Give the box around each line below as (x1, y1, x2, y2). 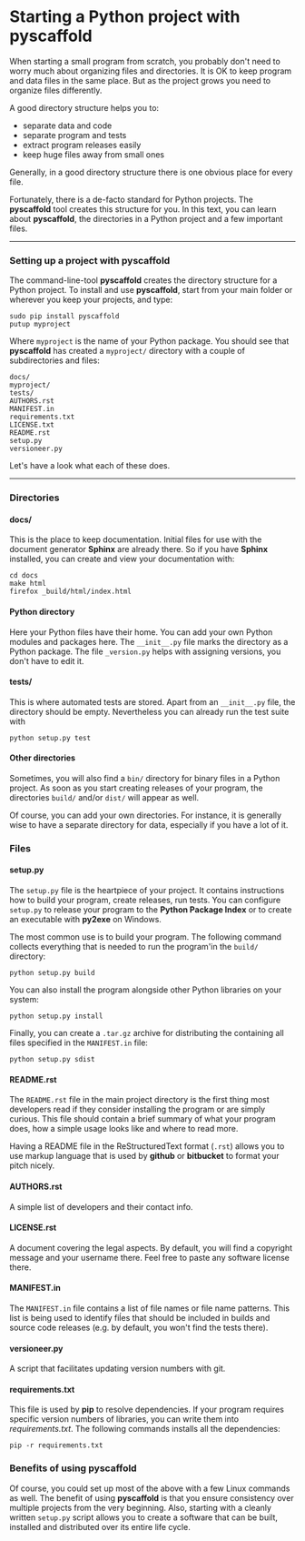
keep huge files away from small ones (22, 148, 165, 160)
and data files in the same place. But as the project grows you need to (9, 75, 271, 86)
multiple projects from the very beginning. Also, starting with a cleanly (9, 1502, 272, 1513)
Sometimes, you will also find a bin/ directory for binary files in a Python (9, 772, 280, 783)
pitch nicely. (9, 1160, 55, 1171)
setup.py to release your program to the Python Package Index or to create (9, 904, 292, 915)
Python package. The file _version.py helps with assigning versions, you (9, 646, 281, 657)
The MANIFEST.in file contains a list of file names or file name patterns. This (9, 1303, 290, 1314)
